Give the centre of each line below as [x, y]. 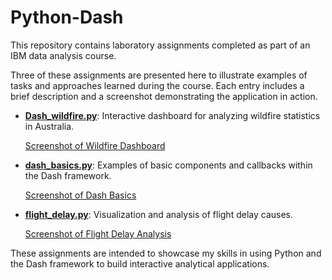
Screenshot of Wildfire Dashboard [95, 145]
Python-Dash [67, 17]
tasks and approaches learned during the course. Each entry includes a [157, 85]
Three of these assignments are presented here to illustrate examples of [159, 75]
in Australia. [49, 126]
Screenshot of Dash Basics [80, 195]
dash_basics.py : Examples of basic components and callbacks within [168, 165]
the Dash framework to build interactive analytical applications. [140, 263]
